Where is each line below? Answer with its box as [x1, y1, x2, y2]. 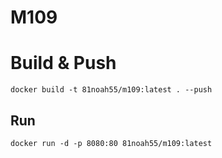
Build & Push [10, 52, 117, 75]
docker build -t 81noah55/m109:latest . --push [10, 85, 213, 95]
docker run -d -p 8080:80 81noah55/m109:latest [10, 138, 213, 148]
